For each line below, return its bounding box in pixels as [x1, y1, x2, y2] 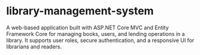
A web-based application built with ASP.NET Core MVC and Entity [6, 24, 169, 31]
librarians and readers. [6, 43, 62, 50]
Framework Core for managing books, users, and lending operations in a [6, 30, 185, 37]
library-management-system [6, 4, 154, 18]
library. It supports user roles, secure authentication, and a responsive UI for [6, 36, 195, 44]
